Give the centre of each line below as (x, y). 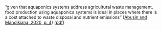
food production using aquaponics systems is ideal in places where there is (81, 12)
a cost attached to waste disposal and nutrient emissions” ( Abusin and (76, 17)
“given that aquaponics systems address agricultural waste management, (79, 7)
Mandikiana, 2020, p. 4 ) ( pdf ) (35, 22)
